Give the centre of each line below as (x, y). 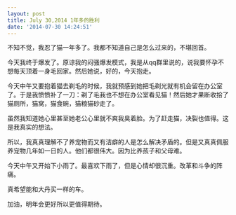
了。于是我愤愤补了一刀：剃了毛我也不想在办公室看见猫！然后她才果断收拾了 (118, 95)
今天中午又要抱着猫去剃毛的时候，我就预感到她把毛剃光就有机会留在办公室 (115, 86)
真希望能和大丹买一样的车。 (47, 189)
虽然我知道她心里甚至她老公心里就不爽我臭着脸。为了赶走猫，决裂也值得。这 (118, 118)
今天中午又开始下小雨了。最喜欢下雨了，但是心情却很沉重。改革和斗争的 (112, 166)
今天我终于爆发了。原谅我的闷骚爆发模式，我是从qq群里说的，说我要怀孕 (113, 62)
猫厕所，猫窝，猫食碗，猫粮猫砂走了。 (63, 104)
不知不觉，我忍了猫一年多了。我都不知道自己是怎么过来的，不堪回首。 (109, 48)
